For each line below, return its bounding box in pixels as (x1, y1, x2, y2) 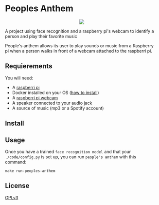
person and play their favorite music (5, 33, 77, 39)
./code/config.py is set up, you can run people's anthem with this (5, 154, 136, 160)
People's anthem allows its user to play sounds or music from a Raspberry (5, 42, 154, 49)
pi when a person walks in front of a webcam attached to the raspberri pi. (5, 48, 152, 54)
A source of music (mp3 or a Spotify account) (12, 105, 104, 111)
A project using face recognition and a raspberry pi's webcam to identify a (5, 28, 154, 34)
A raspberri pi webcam (12, 94, 58, 100)
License (5, 182, 30, 190)
